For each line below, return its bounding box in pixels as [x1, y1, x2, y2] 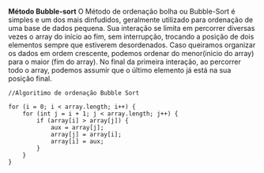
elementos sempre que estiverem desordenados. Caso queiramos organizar [8, 40, 256, 50]
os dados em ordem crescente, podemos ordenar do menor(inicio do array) [8, 49, 255, 58]
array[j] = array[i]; [50, 130, 123, 138]
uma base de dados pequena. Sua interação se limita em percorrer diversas [8, 24, 255, 32]
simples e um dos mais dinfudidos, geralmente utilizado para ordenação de [8, 15, 254, 24]
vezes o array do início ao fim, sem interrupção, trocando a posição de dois [8, 32, 255, 41]
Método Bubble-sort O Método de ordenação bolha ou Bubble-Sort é [8, 7, 236, 16]
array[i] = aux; [50, 137, 104, 145]
